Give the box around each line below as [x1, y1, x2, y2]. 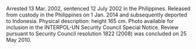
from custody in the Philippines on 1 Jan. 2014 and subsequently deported [6, 11, 188, 18]
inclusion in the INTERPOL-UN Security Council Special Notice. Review [6, 24, 179, 31]
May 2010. [6, 37, 31, 43]
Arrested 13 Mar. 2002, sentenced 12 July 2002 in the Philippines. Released [6, 5, 191, 12]
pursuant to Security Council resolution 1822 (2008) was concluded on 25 [6, 30, 187, 37]
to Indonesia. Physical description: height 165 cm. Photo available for [6, 18, 174, 24]
